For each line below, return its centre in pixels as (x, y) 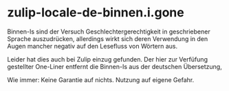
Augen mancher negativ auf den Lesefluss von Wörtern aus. (92, 46)
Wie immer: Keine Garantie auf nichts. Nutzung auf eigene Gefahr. (101, 79)
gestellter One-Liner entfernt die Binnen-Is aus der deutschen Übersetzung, (115, 66)
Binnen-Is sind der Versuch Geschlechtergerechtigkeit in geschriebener (109, 31)
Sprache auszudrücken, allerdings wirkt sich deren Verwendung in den (108, 38)
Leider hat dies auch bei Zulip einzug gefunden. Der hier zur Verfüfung (108, 59)
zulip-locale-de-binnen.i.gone (96, 13)
